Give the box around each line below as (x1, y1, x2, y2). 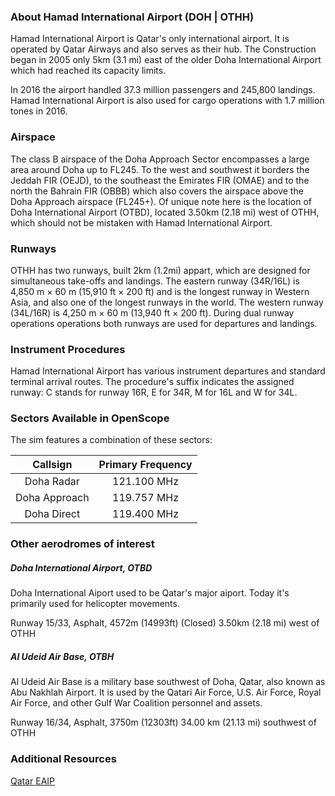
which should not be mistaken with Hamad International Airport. (10, 216, 273, 229)
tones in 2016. (10, 105, 68, 117)
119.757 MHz (112, 491, 180, 505)
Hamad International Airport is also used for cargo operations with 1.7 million (10, 95, 325, 107)
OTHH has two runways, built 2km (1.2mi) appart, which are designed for (10, 264, 311, 276)
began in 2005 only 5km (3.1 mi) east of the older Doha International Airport (10, 54, 322, 66)
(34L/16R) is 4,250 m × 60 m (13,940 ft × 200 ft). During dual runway (10, 306, 295, 319)
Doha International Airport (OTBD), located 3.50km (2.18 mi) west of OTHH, (10, 206, 320, 218)
